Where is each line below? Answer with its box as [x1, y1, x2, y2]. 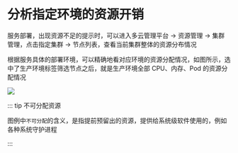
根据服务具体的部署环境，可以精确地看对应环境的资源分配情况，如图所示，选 [7, 55, 231, 64]
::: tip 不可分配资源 [7, 101, 62, 110]
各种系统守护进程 [7, 125, 57, 133]
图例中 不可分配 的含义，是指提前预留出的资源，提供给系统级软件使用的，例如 [7, 116, 227, 125]
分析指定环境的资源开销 [7, 6, 144, 23]
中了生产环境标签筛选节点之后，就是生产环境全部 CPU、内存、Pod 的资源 [7, 64, 222, 72]
